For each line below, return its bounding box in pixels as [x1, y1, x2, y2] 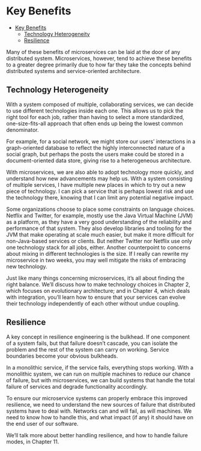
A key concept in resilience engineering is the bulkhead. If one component [6, 333, 190, 340]
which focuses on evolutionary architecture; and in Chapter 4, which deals [6, 287, 190, 294]
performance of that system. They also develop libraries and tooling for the [6, 225, 192, 232]
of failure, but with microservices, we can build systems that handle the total [6, 376, 195, 384]
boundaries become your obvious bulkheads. [6, 352, 118, 359]
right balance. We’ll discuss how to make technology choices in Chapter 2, [6, 280, 191, 288]
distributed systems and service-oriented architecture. [6, 67, 142, 74]
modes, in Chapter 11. [6, 438, 59, 445]
